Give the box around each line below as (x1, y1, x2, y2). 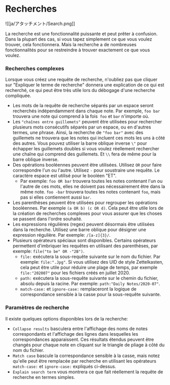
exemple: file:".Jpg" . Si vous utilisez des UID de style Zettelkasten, (20, 259, 163, 265)
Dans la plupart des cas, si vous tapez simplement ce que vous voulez (5, 36, 152, 42)
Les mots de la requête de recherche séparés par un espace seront (12, 103, 154, 109)
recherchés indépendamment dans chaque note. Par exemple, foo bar (12, 108, 160, 114)
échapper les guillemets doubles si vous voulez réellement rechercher (12, 146, 160, 152)
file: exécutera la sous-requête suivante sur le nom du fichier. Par (20, 253, 161, 260)
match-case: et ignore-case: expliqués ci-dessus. (12, 363, 117, 369)
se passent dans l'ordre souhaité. (12, 216, 83, 222)
